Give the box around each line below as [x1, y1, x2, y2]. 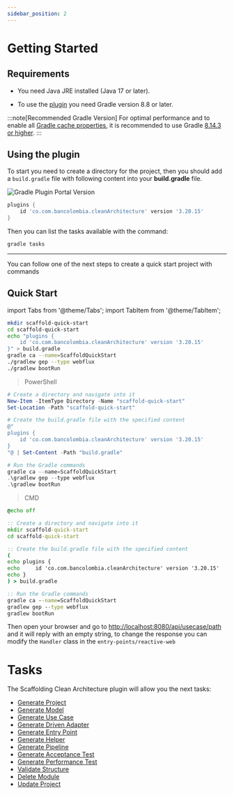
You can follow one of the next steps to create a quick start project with [7, 260, 212, 268]
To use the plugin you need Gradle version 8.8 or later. [17, 100, 174, 108]
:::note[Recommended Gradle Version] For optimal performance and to [7, 113, 210, 122]
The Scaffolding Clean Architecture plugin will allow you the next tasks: [7, 685, 212, 693]
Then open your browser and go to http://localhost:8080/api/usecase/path [7, 623, 221, 631]
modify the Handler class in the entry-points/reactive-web [7, 637, 176, 646]
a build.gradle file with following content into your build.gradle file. [7, 174, 203, 183]
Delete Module [17, 773, 60, 781]
